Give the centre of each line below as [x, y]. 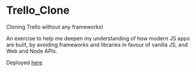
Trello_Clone [38, 10]
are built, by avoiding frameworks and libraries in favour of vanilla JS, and [97, 45]
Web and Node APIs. [32, 51]
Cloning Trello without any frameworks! [55, 27]
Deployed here [25, 62]
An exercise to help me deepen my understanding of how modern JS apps [98, 38]
